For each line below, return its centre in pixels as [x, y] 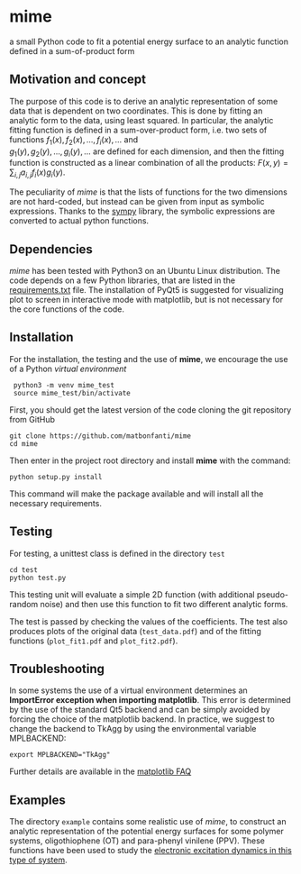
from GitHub [32, 419]
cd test [24, 569]
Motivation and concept [78, 80]
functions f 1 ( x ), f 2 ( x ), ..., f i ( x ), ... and [74, 140]
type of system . [38, 860]
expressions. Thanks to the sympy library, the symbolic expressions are [142, 211]
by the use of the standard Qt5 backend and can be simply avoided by [140, 710]
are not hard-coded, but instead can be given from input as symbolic [137, 202]
